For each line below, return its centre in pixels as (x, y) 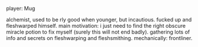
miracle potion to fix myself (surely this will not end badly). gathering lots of (98, 32)
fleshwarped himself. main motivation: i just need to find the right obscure (96, 26)
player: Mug (21, 8)
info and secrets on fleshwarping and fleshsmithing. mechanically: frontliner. (99, 38)
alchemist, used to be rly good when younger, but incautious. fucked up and (99, 19)
